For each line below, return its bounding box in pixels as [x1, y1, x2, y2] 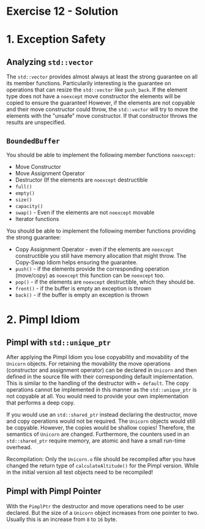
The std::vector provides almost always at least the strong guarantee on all [6, 73, 198, 80]
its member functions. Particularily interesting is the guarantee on [6, 80, 171, 87]
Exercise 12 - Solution [6, 4, 119, 18]
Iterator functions [15, 215, 59, 222]
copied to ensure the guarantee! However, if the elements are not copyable [6, 99, 195, 107]
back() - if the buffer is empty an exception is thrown [15, 292, 149, 298]
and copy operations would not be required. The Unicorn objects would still [6, 417, 196, 425]
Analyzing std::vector [6, 56, 94, 67]
